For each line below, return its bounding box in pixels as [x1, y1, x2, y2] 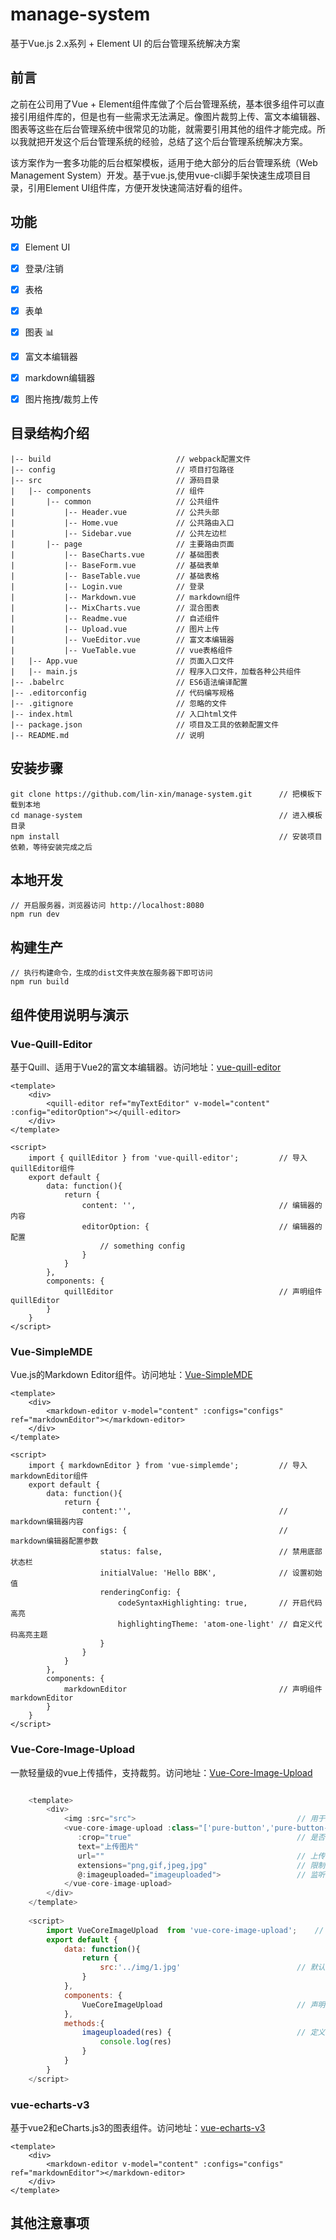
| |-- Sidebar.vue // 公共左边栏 [10, 528, 227, 538]
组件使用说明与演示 [10, 1006, 129, 1023]
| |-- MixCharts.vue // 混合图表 [10, 603, 220, 613]
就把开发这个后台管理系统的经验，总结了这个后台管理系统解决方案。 [27, 135, 308, 147]
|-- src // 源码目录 [10, 475, 220, 485]
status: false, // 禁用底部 [99, 1547, 323, 1557]
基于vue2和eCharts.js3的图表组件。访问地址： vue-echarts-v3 [10, 2121, 266, 2133]
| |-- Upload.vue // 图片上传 [10, 624, 220, 634]
